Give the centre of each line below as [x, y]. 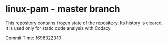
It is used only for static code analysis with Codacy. [59, 28]
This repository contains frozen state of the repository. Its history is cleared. [84, 23]
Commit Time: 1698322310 [33, 38]
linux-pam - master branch [63, 9]
